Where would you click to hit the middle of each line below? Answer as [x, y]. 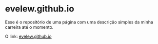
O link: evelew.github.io [29, 36]
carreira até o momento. [29, 27]
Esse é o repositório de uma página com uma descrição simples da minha [79, 22]
